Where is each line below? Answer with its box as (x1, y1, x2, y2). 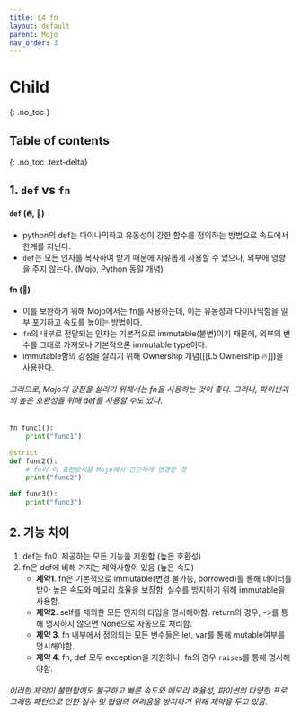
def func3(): (9, 489, 58, 499)
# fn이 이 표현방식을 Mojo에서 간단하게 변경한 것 (25, 465, 187, 474)
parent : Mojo (9, 30, 58, 39)
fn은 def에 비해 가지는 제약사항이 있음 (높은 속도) (22, 561, 195, 572)
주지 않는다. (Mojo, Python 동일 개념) (31, 263, 164, 274)
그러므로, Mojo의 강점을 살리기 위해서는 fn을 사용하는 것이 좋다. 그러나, (9, 384, 258, 395)
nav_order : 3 (9, 38, 58, 48)
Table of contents (9, 132, 110, 148)
